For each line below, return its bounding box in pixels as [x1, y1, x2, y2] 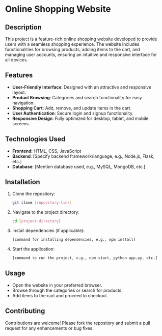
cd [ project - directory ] [12, 219, 61, 224]
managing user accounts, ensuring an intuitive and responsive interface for [5, 52, 157, 57]
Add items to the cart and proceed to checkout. [12, 292, 108, 298]
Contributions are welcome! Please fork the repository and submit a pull [5, 320, 151, 326]
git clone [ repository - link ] [12, 200, 72, 205]
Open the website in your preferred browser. [12, 282, 102, 288]
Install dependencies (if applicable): [12, 227, 85, 234]
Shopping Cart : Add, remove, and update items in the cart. [12, 105, 132, 111]
